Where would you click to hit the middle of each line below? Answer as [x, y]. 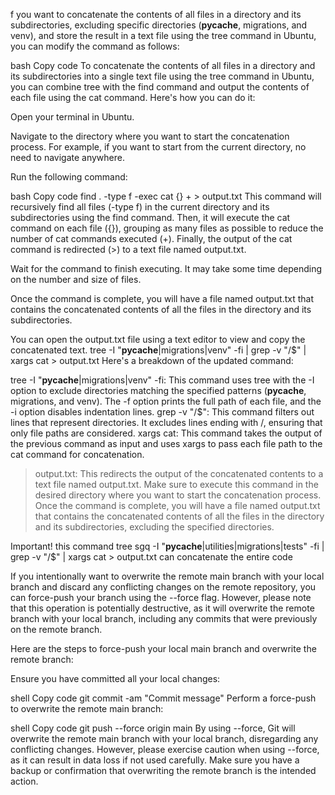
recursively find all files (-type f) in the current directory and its [140, 207]
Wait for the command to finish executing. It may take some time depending [166, 268]
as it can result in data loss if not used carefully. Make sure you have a [155, 760]
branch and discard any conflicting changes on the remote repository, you [163, 587]
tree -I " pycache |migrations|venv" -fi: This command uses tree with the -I [162, 380]
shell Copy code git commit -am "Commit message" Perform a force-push [163, 698]
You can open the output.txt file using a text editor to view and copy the [158, 339]
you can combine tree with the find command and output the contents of [160, 87]
